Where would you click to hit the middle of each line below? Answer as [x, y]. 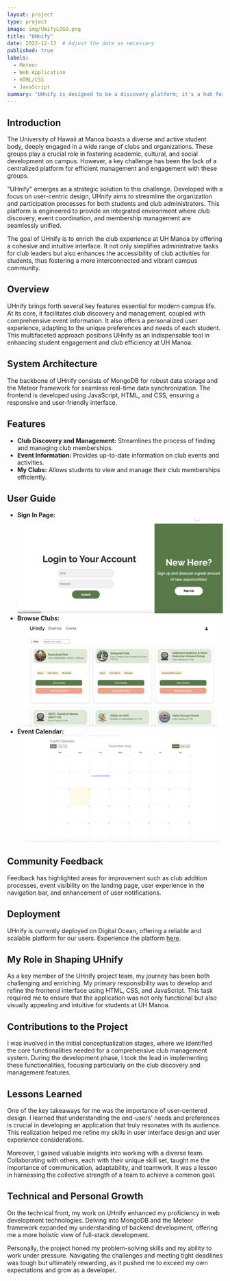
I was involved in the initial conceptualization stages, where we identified [110, 1044]
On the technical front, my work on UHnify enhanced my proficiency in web [114, 1213]
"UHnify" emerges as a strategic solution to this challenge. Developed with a [115, 189]
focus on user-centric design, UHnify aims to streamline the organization [110, 196]
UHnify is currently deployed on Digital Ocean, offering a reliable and [104, 930]
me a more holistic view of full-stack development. [78, 1234]
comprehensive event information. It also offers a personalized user [102, 320]
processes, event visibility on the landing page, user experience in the [106, 885]
